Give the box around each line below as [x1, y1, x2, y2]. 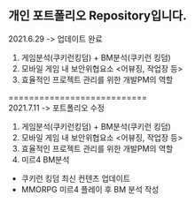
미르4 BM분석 [20, 154, 70, 165]
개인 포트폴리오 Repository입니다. [8, 8, 187, 24]
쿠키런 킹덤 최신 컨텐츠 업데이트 [20, 173, 130, 184]
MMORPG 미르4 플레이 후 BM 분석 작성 [20, 184, 160, 194]
